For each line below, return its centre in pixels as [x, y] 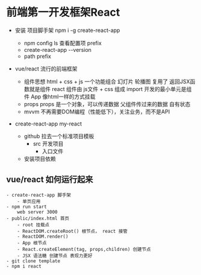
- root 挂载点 [33, 225]
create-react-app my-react [48, 124]
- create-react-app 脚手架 [39, 195]
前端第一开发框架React [63, 12]
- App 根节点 [32, 243]
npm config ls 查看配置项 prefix [63, 43]
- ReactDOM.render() [43, 236]
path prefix [37, 56]
